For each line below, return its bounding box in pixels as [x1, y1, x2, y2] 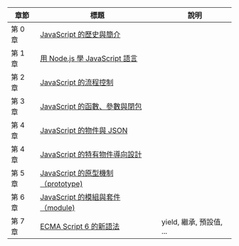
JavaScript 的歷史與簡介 [40, 30, 121, 39]
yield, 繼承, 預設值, [161, 217, 223, 227]
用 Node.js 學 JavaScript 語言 [40, 53, 138, 63]
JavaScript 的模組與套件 [40, 192, 121, 202]
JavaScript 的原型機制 [40, 169, 114, 178]
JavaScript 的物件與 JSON [40, 126, 128, 135]
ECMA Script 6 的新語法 [40, 222, 119, 231]
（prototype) [40, 179, 83, 188]
